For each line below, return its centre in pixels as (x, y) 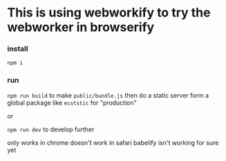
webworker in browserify (81, 27)
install (18, 49)
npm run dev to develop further (51, 129)
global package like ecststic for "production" (72, 103)
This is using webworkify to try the (109, 13)
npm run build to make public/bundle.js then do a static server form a (108, 95)
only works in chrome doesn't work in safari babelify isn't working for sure (113, 142)
